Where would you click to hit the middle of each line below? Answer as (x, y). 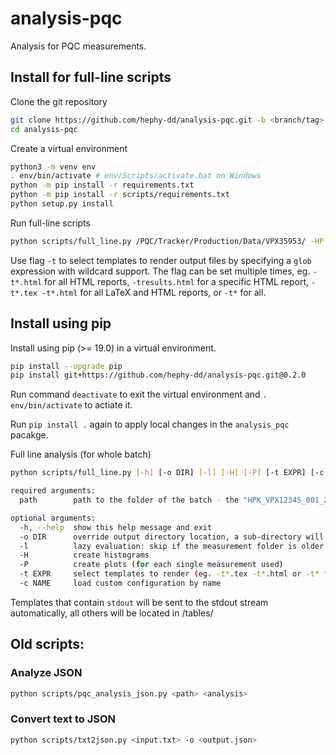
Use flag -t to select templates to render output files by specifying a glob (161, 260)
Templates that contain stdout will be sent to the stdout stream (139, 602)
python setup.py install (62, 204)
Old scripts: (47, 644)
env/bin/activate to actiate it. (71, 405)
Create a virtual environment (69, 148)
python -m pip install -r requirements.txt (102, 185)
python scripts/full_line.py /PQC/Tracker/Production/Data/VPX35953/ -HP (167, 241)
